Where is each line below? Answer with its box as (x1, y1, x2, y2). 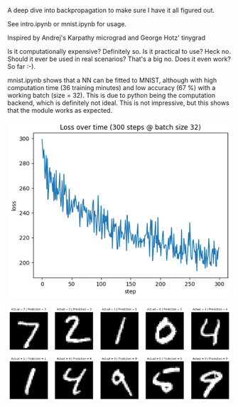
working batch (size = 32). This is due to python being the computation (7, 91, 216, 99)
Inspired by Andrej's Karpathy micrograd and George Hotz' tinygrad (7, 33, 206, 42)
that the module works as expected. (7, 106, 112, 114)
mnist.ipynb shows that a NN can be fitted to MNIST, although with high (7, 76, 217, 84)
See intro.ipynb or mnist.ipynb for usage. (7, 20, 126, 28)
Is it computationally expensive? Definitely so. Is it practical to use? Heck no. (7, 48, 231, 55)
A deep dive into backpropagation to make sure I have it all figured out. (7, 6, 215, 14)
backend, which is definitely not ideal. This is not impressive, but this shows (7, 99, 229, 107)
